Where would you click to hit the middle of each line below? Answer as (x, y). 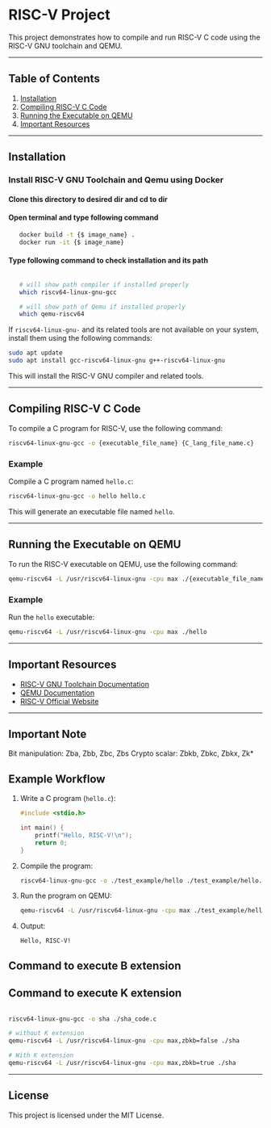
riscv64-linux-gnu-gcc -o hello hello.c (77, 497)
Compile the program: (56, 866)
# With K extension (41, 1055)
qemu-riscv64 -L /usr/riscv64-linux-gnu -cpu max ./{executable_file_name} (138, 579)
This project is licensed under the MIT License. (86, 1115)
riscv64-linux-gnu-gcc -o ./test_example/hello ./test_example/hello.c (143, 881)
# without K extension (46, 1034)
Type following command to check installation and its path (108, 261)
